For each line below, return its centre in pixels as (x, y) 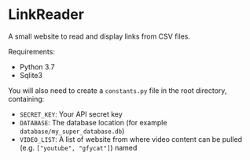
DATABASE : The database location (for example (93, 122)
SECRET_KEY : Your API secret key (71, 114)
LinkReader (46, 15)
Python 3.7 (37, 67)
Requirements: (31, 51)
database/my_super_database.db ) (72, 131)
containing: (26, 99)
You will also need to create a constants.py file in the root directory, (118, 90)
